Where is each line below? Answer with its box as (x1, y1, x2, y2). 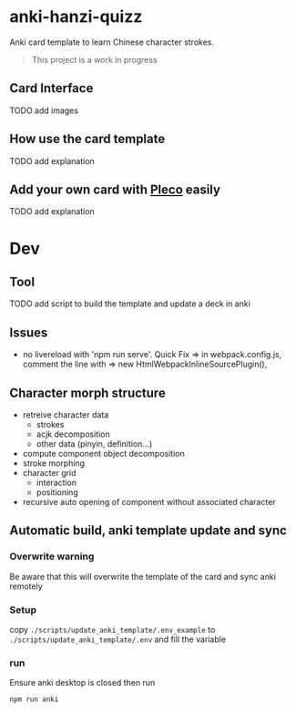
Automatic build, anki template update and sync (9, 522, 287, 539)
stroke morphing (22, 458, 85, 469)
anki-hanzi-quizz (9, 6, 143, 27)
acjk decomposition (36, 429, 111, 439)
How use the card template (9, 131, 166, 147)
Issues (9, 325, 48, 340)
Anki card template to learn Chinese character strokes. (9, 36, 215, 47)
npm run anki (9, 695, 59, 704)
